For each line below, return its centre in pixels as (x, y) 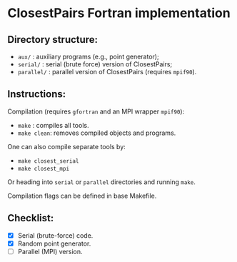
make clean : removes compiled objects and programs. (97, 133)
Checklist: (31, 218)
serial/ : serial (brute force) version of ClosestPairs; (95, 64)
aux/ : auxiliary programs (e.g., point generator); (88, 56)
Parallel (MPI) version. (50, 251)
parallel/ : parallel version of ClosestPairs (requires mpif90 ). (107, 72)
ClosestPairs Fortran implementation (119, 13)
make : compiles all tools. (53, 125)
